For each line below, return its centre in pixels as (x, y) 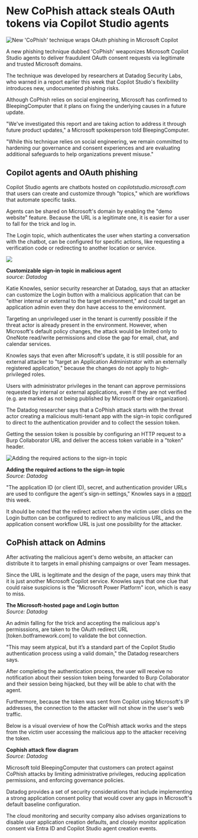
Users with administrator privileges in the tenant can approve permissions (96, 385)
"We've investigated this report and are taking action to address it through (96, 123)
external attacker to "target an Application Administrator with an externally (97, 361)
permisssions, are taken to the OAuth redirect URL (67, 629)
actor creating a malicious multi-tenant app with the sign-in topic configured (99, 416)
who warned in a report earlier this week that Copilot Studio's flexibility (92, 82)
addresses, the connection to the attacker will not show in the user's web (95, 708)
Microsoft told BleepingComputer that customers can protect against (90, 767)
